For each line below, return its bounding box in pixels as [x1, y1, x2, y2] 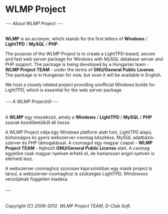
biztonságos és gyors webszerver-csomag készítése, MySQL [5, 134, 132, 140]
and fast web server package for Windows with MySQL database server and [5, 56, 163, 62]
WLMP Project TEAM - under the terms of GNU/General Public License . [5, 66, 155, 73]
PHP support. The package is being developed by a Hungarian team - [5, 61, 149, 67]
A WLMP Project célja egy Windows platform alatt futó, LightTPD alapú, [5, 129, 153, 135]
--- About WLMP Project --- [5, 20, 63, 26]
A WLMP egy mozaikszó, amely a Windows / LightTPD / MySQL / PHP [5, 114, 152, 120]
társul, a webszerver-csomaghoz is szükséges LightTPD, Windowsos [5, 170, 148, 176]
